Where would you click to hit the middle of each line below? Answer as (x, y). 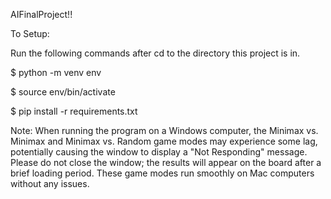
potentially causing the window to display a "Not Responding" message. (159, 152)
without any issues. (50, 183)
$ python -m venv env (56, 72)
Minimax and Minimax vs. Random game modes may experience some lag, (164, 141)
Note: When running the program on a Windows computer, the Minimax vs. (164, 130)
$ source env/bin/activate (63, 92)
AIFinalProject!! (41, 14)
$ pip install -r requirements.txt (74, 111)
